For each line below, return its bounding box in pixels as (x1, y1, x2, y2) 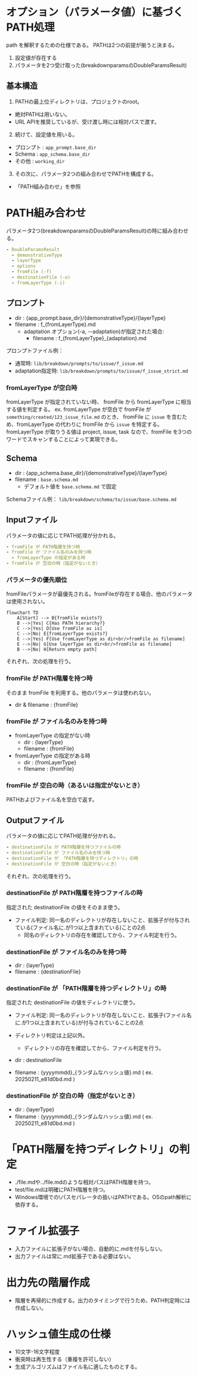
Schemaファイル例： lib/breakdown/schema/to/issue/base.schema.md (6, 495, 177, 503)
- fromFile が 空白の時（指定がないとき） (6, 561, 101, 567)
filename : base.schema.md (14, 476, 79, 483)
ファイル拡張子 (6, 1224, 80, 1238)
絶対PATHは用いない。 (14, 110, 70, 117)
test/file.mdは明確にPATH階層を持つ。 (14, 1186, 109, 1193)
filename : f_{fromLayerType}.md (14, 320, 96, 328)
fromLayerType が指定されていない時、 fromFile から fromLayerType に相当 (6, 398, 192, 405)
